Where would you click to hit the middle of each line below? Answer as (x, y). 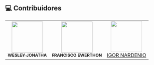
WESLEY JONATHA (27, 55)
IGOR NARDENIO (127, 55)
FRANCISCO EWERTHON (77, 55)
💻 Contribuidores (33, 8)
